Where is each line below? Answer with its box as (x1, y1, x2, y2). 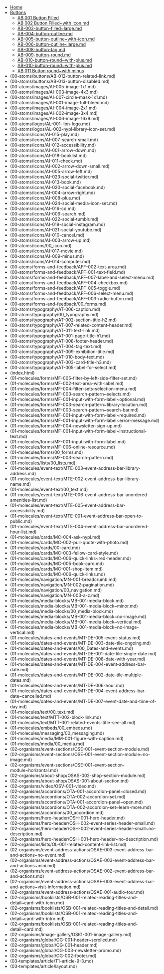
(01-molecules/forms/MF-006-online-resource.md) (9, 444, 116, 450)
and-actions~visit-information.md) (9, 884, 81, 890)
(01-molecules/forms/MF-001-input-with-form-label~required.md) (9, 412, 146, 418)
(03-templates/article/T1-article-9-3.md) (9, 958, 94, 964)
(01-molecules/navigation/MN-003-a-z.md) (9, 592, 100, 598)
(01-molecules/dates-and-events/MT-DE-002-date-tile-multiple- (9, 672, 143, 678)
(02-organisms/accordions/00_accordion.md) (9, 810, 104, 815)
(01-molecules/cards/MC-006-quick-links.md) (9, 571, 106, 577)
